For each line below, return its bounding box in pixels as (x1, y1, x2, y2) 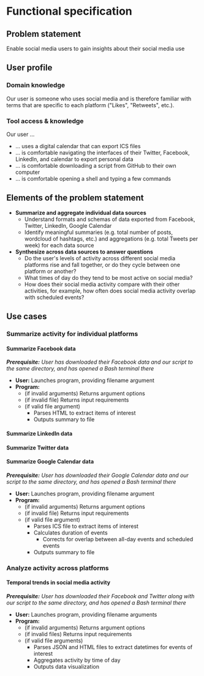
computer (15, 168, 40, 176)
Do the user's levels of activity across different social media (24, 254, 176, 261)
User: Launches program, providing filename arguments (15, 610, 157, 618)
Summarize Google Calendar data (6, 458, 94, 465)
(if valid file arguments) (24, 637, 83, 644)
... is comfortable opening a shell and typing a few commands (15, 175, 172, 182)
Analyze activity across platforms (6, 563, 109, 572)
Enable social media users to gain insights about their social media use (6, 45, 185, 52)
